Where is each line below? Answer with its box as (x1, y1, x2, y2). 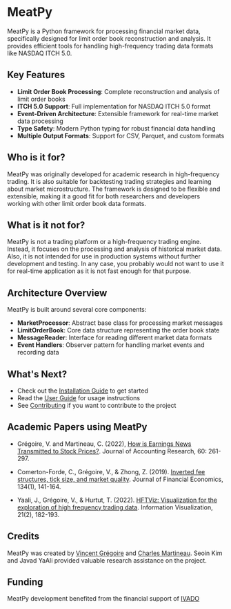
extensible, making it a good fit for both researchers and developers (7, 191, 201, 200)
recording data (17, 348, 60, 357)
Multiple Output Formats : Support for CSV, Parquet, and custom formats (17, 131, 225, 140)
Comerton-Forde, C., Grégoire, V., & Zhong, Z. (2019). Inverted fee (17, 467, 205, 476)
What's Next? (7, 368, 68, 380)
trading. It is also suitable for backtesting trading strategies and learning (7, 177, 212, 185)
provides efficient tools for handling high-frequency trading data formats (7, 41, 214, 50)
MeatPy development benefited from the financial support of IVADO (7, 594, 200, 603)
